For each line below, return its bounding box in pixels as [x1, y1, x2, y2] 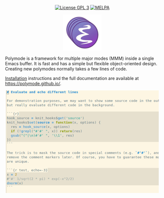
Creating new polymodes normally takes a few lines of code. [5, 66, 127, 72]
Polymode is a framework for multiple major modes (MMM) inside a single [5, 55, 154, 61]
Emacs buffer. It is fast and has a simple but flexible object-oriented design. [5, 60, 158, 66]
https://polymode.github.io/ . [5, 80, 62, 86]
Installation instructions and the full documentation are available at [5, 75, 139, 81]
